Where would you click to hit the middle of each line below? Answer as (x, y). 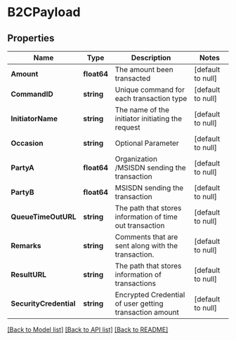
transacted (133, 78)
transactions (136, 283)
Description (151, 58)
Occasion (27, 143)
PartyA (22, 168)
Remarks (26, 246)
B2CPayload (44, 12)
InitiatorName (34, 118)
